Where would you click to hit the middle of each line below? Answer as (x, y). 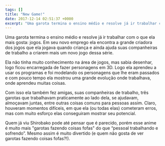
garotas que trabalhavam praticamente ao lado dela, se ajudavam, (72, 98)
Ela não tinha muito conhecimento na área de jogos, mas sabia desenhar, (79, 62)
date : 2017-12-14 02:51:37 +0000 (39, 19)
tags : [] (14, 10)
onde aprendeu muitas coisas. (36, 83)
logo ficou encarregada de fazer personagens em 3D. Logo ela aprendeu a (81, 68)
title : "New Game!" (25, 14)
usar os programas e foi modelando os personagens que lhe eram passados (82, 73)
